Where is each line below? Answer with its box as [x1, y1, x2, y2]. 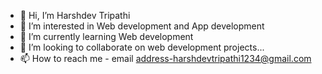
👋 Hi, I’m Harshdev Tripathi [19, 10, 131, 21]
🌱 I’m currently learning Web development [19, 31, 194, 42]
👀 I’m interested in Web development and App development [19, 20, 265, 32]
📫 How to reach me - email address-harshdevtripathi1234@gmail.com [19, 53, 312, 64]
